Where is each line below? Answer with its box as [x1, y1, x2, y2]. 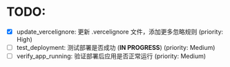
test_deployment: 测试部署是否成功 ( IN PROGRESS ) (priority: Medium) [16, 44, 215, 51]
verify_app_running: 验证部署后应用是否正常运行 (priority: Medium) [16, 52, 207, 60]
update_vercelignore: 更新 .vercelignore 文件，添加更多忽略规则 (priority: [16, 27, 224, 36]
